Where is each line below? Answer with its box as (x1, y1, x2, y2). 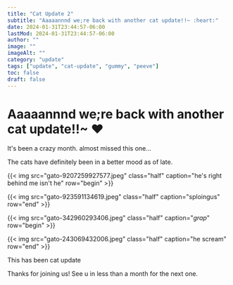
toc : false (7, 69, 39, 76)
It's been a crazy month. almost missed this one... (7, 144, 151, 153)
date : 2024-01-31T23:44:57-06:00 (7, 23, 106, 30)
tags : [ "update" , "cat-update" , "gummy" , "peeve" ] (7, 63, 159, 70)
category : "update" (7, 56, 65, 63)
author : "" (7, 37, 39, 44)
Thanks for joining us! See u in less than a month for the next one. (7, 270, 199, 278)
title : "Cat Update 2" (7, 10, 74, 18)
